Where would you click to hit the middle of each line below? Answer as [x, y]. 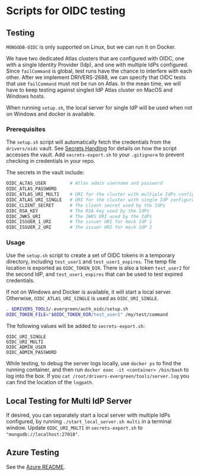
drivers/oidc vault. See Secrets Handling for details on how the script [92, 149]
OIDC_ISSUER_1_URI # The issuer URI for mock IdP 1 [79, 222]
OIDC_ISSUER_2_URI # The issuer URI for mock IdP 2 [79, 227]
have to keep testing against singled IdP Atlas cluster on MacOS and [89, 90]
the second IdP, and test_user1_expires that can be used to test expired [94, 274]
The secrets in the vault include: [45, 172]
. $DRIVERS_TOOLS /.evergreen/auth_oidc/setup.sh [67, 309]
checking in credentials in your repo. [51, 161]
